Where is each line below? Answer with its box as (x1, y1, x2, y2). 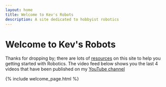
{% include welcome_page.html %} (5, 76, 79, 82)
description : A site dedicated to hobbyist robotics (5, 17, 119, 22)
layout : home (5, 7, 33, 13)
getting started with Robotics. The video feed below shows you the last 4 (5, 61, 158, 67)
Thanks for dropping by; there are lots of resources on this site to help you (5, 55, 161, 61)
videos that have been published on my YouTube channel (5, 66, 125, 72)
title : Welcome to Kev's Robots (5, 12, 74, 17)
